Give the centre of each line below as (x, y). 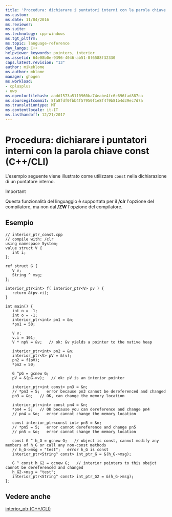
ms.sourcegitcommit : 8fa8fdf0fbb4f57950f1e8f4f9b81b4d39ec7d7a (74, 100)
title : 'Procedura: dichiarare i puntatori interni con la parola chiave (86, 10)
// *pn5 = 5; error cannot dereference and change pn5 (74, 427)
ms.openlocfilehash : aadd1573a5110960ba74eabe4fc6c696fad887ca (74, 96)
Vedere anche (28, 497)
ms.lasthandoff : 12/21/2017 (35, 115)
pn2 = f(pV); (26, 360)
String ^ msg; (27, 275)
